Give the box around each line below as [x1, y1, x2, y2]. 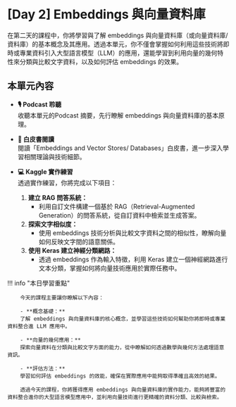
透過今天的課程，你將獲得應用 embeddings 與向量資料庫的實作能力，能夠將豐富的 [20, 386, 226, 393]
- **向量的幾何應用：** [20, 336, 81, 344]
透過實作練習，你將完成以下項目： [17, 178, 117, 187]
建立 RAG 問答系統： [27, 193, 88, 201]
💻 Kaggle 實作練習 [17, 167, 73, 176]
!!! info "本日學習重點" [7, 279, 70, 287]
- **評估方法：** [20, 365, 66, 372]
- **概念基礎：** [20, 308, 66, 315]
